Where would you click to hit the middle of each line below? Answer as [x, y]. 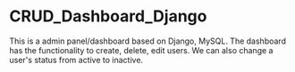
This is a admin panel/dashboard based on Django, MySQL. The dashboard [147, 41]
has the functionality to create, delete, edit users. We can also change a [141, 50]
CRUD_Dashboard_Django [108, 16]
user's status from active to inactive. [76, 60]
